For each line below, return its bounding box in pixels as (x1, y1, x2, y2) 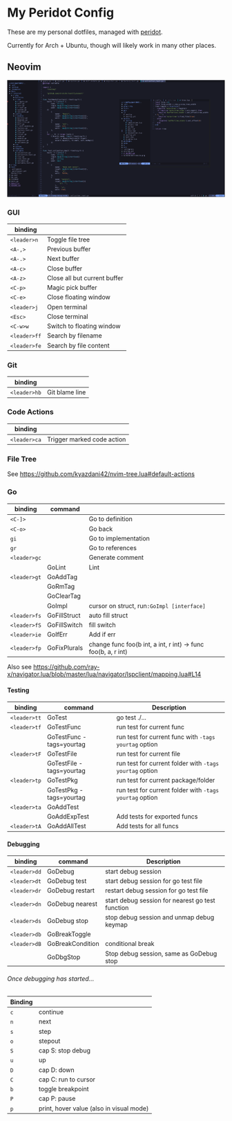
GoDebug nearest (47, 900, 98, 908)
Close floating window (47, 293, 110, 302)
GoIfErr (47, 630, 68, 639)
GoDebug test (47, 877, 87, 885)
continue (38, 1008, 64, 1017)
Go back (88, 525, 113, 533)
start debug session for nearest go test (104, 896, 215, 904)
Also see (7, 663, 32, 671)
